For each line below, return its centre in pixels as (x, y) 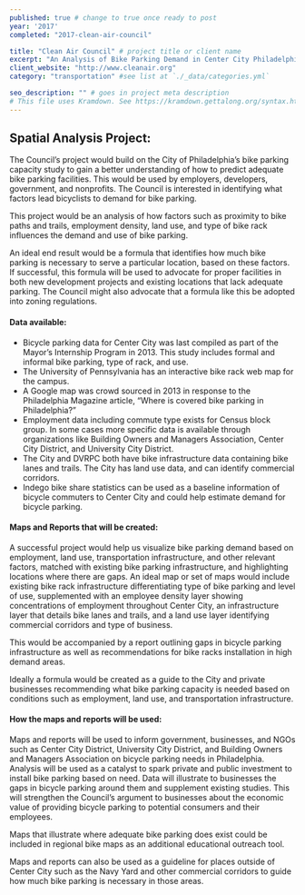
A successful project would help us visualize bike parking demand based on (152, 547)
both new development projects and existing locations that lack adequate (146, 282)
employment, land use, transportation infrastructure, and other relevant (143, 557)
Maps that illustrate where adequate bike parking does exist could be (138, 835)
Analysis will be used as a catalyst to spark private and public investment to (151, 769)
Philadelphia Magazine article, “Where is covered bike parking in (143, 400)
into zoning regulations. (54, 302)
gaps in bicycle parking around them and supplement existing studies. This (150, 788)
